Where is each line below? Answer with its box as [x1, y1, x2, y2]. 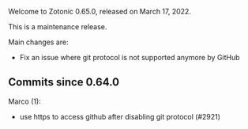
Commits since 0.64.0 [8, 75, 120, 89]
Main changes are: [8, 37, 69, 47]
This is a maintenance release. [8, 22, 107, 31]
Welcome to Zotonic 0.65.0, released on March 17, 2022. [8, 7, 192, 16]
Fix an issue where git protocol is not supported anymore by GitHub [19, 53, 240, 62]
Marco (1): [8, 97, 41, 106]
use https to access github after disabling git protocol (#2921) [19, 112, 221, 121]
